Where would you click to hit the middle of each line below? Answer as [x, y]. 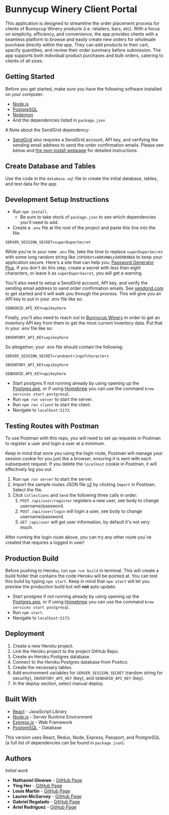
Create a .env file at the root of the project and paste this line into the [84, 228]
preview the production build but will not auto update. [61, 587]
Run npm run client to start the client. [52, 405]
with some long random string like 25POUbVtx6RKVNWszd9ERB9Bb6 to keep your [84, 257]
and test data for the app [31, 184]
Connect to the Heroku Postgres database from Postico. [71, 662]
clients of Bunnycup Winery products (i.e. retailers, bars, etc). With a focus [82, 28]
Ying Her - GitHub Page [37, 786]
